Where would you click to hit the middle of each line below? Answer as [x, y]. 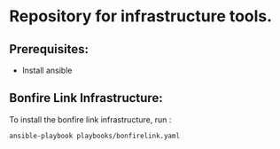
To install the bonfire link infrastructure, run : [90, 119]
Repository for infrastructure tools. [141, 16]
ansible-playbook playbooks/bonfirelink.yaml [94, 136]
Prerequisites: [49, 49]
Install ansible [47, 70]
